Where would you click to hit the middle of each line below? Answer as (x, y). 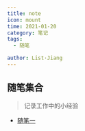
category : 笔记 (28, 33)
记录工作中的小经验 (51, 105)
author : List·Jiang (35, 58)
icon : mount (24, 20)
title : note (24, 13)
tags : (15, 39)
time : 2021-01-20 (32, 26)
